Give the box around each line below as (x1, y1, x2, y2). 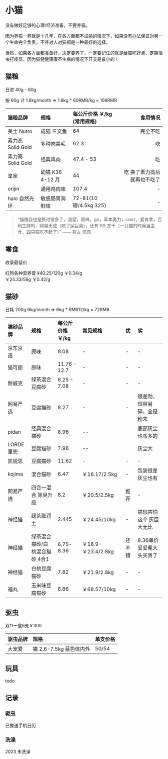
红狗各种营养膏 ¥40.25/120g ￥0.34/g (5, 270, 82, 276)
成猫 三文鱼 (40, 128, 67, 135)
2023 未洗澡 (5, 748, 31, 754)
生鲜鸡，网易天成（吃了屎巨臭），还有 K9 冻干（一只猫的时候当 (21, 222, 151, 229)
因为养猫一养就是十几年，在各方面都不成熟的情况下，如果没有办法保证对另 (5, 33, 158, 39)
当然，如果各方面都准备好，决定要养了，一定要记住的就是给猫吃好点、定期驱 (5, 50, 163, 56)
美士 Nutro (7, 128, 32, 135)
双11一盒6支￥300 (5, 623, 42, 629)
